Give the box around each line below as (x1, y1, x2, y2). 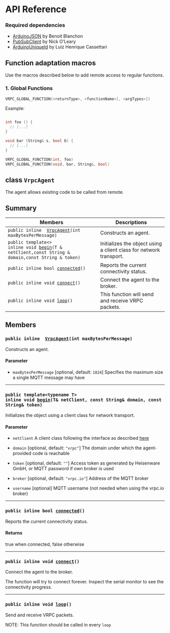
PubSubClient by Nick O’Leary (12, 39, 76, 45)
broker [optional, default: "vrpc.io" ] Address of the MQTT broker (12, 475, 149, 481)
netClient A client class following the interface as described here (12, 435, 149, 441)
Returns (5, 530, 23, 536)
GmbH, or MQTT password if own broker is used (12, 466, 114, 472)
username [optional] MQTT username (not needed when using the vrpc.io (12, 485, 164, 491)
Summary (5, 204, 37, 213)
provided (12, 450, 32, 456)
